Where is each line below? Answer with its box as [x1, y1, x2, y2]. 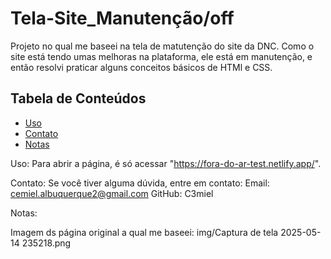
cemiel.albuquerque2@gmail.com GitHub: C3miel [10, 187, 214, 199]
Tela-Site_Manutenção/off [10, 7, 235, 30]
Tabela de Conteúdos [10, 90, 147, 107]
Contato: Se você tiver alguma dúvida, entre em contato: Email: [10, 177, 270, 189]
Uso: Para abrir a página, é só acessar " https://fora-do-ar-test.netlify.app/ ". [10, 157, 322, 169]
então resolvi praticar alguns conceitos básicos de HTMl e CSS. [10, 61, 273, 73]
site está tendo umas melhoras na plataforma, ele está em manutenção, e [10, 50, 313, 62]
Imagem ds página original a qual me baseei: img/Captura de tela [10, 226, 279, 238]
